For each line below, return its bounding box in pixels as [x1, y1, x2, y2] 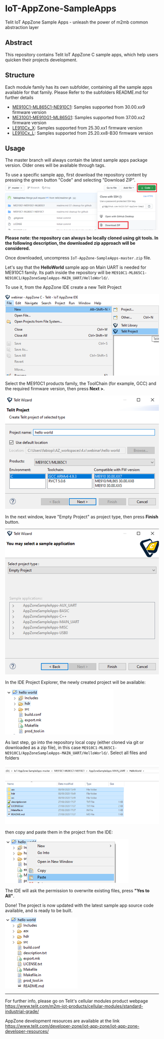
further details [5, 94, 34, 101]
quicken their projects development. [5, 57, 78, 63]
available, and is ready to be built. [5, 908, 73, 913]
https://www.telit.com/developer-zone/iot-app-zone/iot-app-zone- [5, 1023, 140, 1029]
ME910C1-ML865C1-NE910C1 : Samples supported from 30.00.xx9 [12, 104, 145, 110]
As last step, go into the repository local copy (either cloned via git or [5, 739, 144, 745]
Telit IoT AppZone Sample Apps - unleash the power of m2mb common [5, 19, 148, 25]
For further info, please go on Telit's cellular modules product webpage [5, 998, 148, 1004]
